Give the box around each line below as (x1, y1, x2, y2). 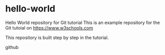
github (5, 44, 19, 50)
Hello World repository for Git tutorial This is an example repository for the (5, 19, 160, 25)
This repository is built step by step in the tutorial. (5, 34, 109, 40)
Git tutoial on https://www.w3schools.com (5, 24, 93, 30)
